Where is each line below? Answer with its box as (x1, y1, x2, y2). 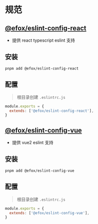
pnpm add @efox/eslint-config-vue (5, 168, 75, 173)
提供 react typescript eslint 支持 (12, 37, 75, 43)
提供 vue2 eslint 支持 (12, 140, 54, 146)
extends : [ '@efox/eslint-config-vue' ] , (9, 210, 90, 215)
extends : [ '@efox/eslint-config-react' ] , (9, 108, 94, 113)
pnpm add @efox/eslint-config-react (5, 66, 79, 71)
